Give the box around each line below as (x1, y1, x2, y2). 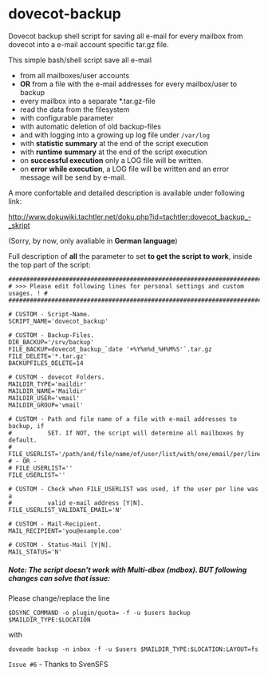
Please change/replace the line (8, 593, 110, 603)
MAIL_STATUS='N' (8, 548, 62, 556)
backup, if (8, 422, 45, 430)
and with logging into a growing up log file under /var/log (19, 129, 210, 140)
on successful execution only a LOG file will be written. (19, 155, 203, 165)
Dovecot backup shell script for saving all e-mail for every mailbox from (8, 31, 243, 41)
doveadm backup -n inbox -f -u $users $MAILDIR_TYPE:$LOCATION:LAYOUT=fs (8, 645, 259, 653)
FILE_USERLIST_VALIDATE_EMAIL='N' (8, 506, 124, 514)
